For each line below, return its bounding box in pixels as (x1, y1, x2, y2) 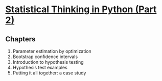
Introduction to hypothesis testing (12, 59, 84, 65)
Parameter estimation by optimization (12, 48, 92, 54)
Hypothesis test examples (12, 65, 67, 70)
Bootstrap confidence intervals (12, 53, 78, 60)
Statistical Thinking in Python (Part (5, 4, 157, 15)
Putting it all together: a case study (12, 70, 86, 76)
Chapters (5, 35, 36, 43)
